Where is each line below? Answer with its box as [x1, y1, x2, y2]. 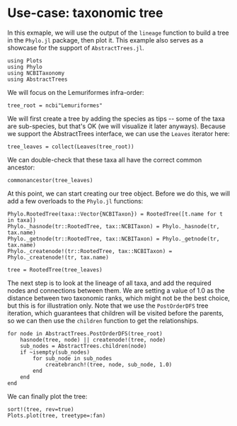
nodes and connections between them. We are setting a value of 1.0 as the [7, 286, 225, 295]
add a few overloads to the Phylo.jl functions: [7, 196, 144, 205]
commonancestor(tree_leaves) [7, 176, 93, 184]
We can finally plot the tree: [7, 392, 88, 400]
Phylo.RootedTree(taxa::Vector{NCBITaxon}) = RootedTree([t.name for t [7, 211, 223, 218]
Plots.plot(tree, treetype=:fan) [7, 412, 106, 419]
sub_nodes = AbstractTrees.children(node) [20, 342, 147, 349]
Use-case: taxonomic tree [7, 5, 163, 21]
